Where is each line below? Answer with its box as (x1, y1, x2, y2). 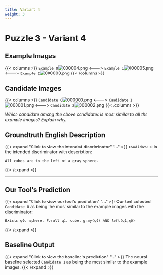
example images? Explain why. (5, 117, 67, 123)
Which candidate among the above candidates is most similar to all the (5, 111, 148, 117)
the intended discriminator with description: (5, 149, 92, 155)
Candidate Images (5, 84, 62, 92)
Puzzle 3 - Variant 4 (5, 33, 86, 44)
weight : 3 (5, 12, 25, 17)
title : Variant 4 (5, 7, 40, 12)
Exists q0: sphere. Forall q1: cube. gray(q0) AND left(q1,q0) (5, 218, 136, 223)
